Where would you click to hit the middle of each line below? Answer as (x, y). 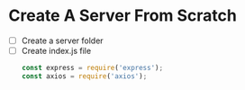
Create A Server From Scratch (123, 16)
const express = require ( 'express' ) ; (92, 68)
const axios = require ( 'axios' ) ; (84, 76)
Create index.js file (56, 51)
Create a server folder (63, 40)
